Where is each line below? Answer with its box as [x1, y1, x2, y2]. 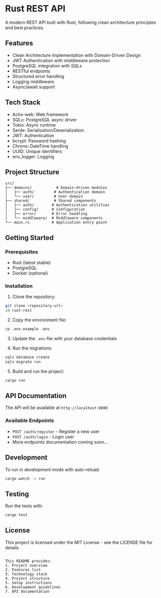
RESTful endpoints [12, 68, 51, 74]
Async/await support [12, 84, 55, 90]
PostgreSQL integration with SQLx [12, 62, 82, 68]
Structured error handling [12, 73, 64, 79]
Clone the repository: [12, 294, 56, 300]
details [5, 544, 19, 550]
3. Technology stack [5, 571, 48, 577]
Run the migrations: [12, 345, 53, 351]
